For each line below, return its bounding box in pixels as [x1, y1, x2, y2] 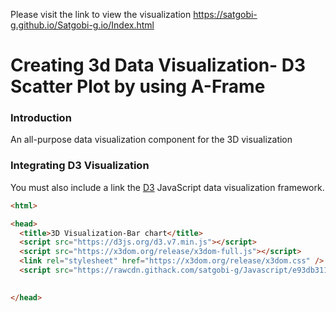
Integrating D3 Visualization [10, 159, 150, 173]
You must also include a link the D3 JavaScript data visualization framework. [10, 181, 325, 193]
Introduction [10, 111, 72, 125]
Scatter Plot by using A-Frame [10, 75, 266, 98]
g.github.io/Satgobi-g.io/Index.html [10, 19, 155, 31]
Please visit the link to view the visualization [10, 9, 192, 20]
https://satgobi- [193, 9, 258, 20]
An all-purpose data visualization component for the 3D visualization [10, 134, 293, 146]
